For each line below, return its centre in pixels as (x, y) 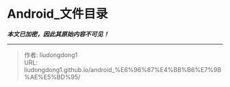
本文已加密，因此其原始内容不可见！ (58, 34)
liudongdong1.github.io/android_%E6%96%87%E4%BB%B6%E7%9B (123, 69)
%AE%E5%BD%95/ (52, 77)
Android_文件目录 (57, 14)
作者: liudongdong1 (51, 54)
